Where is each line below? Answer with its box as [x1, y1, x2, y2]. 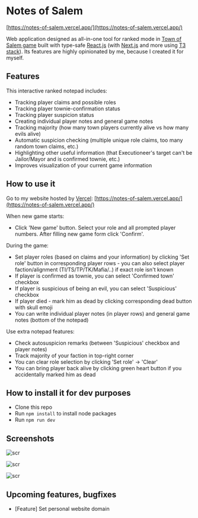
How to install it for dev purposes [6, 387, 132, 398]
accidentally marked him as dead [14, 371, 96, 378]
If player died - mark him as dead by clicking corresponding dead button [14, 297, 192, 304]
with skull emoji [14, 304, 53, 311]
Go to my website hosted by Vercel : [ [6, 195, 97, 202]
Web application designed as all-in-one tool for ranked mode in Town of [6, 35, 182, 42]
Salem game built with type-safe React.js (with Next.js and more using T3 [6, 42, 186, 49]
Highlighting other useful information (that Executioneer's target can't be [14, 149, 193, 156]
